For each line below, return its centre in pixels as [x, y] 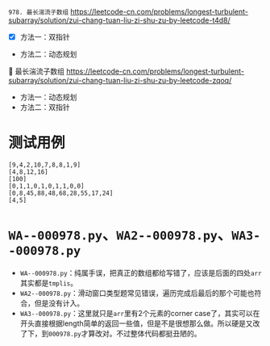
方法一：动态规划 [48, 97]
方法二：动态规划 [48, 54]
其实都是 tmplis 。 [49, 283]
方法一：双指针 [45, 37]
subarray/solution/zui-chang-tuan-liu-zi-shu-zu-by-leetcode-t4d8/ [120, 20]
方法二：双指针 [45, 108]
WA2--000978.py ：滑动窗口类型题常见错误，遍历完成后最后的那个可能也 [137, 293]
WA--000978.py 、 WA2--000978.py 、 [120, 235]
